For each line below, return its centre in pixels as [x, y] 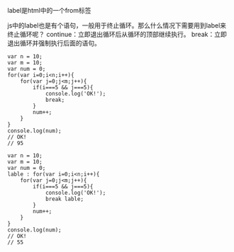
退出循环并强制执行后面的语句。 [54, 43]
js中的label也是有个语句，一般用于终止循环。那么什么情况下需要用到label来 [117, 25]
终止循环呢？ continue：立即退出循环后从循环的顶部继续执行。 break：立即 [117, 34]
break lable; [64, 199]
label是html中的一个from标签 [49, 10]
